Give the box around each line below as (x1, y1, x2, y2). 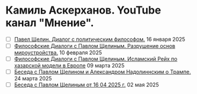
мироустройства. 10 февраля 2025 (14, 49, 102, 56)
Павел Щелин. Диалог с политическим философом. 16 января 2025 (14, 35, 186, 43)
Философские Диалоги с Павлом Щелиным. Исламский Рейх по (14, 56, 178, 63)
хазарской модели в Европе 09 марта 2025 (14, 62, 125, 69)
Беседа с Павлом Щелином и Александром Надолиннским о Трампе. (14, 69, 191, 76)
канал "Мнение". (5, 16, 94, 30)
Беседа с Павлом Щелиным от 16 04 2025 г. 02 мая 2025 (14, 81, 159, 89)
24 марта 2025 (14, 75, 52, 82)
